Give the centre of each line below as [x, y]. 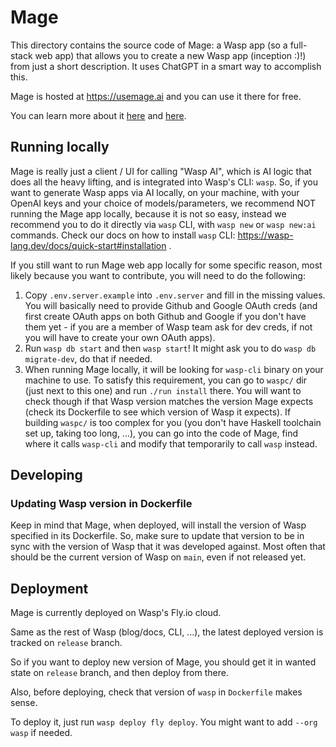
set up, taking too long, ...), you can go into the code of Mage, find [161, 433]
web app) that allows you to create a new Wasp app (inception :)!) [170, 55]
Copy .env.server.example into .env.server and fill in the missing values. [175, 295]
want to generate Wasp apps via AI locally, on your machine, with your [155, 192]
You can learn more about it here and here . [98, 115]
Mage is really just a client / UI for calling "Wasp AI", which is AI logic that [161, 171]
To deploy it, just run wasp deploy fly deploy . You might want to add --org [164, 722]
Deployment [49, 588]
